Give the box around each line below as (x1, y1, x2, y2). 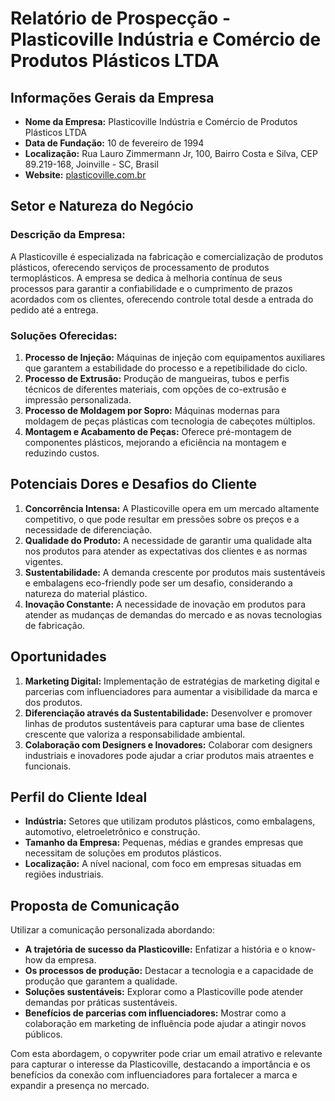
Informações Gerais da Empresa (10, 89, 215, 106)
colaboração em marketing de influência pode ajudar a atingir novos (24, 1018, 307, 1030)
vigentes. (24, 555, 64, 567)
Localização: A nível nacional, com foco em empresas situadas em (24, 858, 302, 870)
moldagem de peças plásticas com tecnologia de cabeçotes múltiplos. (24, 415, 316, 427)
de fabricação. (24, 619, 86, 631)
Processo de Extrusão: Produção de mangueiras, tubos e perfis (24, 372, 290, 384)
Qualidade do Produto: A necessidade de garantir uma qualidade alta (24, 534, 313, 546)
